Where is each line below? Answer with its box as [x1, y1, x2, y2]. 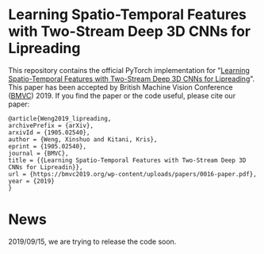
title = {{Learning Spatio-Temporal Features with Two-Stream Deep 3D [8, 156, 247, 164]
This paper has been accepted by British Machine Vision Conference [8, 82, 233, 92]
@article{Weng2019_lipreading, [8, 114, 112, 122]
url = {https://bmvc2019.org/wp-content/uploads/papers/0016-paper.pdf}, [8, 170, 258, 178]
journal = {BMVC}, [8, 149, 69, 157]
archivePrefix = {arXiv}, [8, 121, 94, 129]
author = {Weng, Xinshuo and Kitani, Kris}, [8, 135, 158, 144]
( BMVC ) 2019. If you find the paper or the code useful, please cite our [8, 90, 236, 100]
